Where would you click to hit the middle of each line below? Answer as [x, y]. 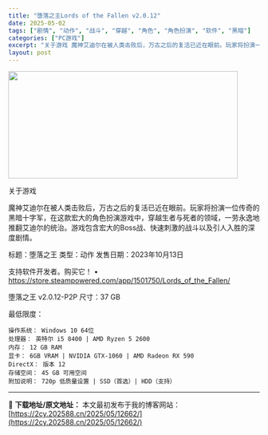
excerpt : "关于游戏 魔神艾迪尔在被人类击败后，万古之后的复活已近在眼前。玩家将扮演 [132, 45]
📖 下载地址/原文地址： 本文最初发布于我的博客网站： [95, 405]
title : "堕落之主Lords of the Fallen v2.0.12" [85, 16]
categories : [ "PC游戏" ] [47, 38]
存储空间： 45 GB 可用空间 [48, 373]
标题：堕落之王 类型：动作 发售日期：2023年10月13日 [96, 255]
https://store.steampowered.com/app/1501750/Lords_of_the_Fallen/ [119, 281]
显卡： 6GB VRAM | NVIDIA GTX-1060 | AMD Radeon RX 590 [101, 356]
